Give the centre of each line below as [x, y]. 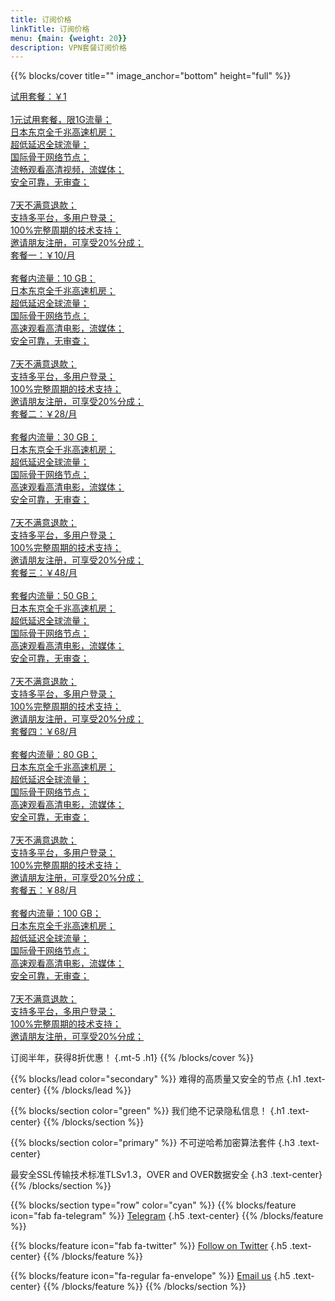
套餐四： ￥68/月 [44, 732]
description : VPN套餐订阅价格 [68, 47]
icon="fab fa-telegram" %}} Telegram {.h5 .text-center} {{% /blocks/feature [167, 1216]
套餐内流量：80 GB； [54, 755]
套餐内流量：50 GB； [54, 596]
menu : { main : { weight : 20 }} [69, 38]
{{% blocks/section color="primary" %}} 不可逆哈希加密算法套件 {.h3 [153, 1143]
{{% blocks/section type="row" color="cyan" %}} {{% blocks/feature [153, 1205]
